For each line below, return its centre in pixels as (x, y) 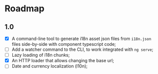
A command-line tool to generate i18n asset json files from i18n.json (81, 38)
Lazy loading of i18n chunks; (41, 55)
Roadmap (25, 9)
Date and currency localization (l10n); (50, 66)
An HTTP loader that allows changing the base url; (63, 61)
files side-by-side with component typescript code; (64, 44)
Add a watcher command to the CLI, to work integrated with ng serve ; (82, 49)
